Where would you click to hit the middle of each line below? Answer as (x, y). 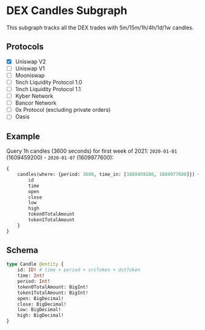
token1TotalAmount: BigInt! (53, 293)
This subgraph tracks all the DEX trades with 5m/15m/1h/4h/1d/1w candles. (100, 28)
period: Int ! (34, 282)
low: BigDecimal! (39, 310)
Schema (22, 250)
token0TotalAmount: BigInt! (53, 287)
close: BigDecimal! (42, 304)
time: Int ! (31, 276)
